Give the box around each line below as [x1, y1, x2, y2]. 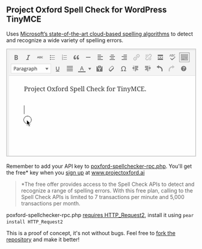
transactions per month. [20, 200, 81, 207]
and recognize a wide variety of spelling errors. [6, 36, 124, 44]
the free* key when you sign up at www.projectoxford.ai [6, 168, 145, 176]
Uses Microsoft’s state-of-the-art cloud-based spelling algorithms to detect [6, 30, 194, 37]
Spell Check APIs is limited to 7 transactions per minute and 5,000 [20, 193, 185, 200]
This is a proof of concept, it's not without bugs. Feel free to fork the [6, 229, 176, 236]
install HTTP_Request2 [6, 219, 63, 225]
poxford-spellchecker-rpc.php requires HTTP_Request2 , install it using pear [6, 211, 194, 218]
